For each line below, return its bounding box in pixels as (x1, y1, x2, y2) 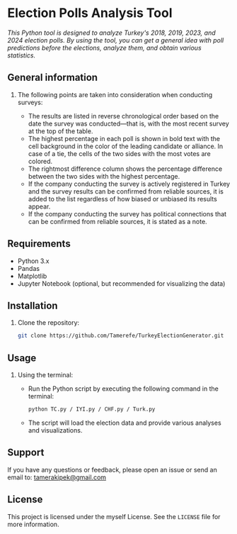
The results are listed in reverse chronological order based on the (28, 111, 219, 120)
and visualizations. (28, 425, 83, 434)
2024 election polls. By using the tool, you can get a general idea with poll (7, 35, 224, 44)
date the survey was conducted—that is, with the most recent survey (28, 119, 230, 128)
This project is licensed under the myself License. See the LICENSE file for (7, 512, 221, 521)
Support (7, 447, 45, 459)
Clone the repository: (17, 318, 80, 327)
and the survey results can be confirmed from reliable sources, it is (28, 187, 224, 196)
